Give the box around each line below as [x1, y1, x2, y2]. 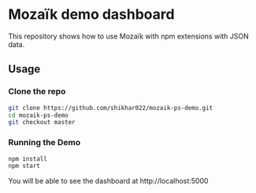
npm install [8, 155, 47, 162]
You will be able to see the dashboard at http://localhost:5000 [8, 177, 209, 186]
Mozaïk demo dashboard [8, 5, 175, 24]
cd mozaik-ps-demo [8, 111, 69, 119]
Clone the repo [8, 86, 66, 97]
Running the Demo [8, 137, 81, 148]
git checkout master [8, 118, 76, 126]
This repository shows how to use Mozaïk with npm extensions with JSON [8, 31, 250, 41]
